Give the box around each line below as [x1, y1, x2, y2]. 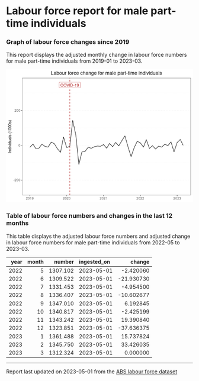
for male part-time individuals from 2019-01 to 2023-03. [6, 57, 143, 64]
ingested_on [79, 259, 111, 266]
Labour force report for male [6, 4, 149, 18]
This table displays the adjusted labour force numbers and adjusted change [6, 233, 191, 240]
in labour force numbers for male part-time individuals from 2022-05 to [6, 238, 180, 246]
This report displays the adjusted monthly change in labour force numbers [6, 51, 187, 59]
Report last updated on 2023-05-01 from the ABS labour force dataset [6, 368, 178, 375]
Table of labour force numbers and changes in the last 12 [6, 212, 173, 220]
